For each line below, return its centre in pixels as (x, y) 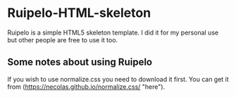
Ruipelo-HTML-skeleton (79, 13)
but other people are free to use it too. (63, 39)
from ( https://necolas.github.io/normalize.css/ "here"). (86, 87)
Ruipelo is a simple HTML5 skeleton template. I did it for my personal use (113, 32)
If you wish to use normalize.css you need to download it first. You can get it (118, 79)
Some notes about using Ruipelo (80, 62)
